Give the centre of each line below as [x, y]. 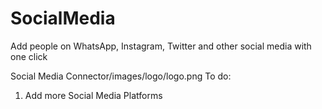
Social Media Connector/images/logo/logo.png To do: [121, 76]
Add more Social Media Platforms [93, 95]
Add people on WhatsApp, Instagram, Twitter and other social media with [161, 46]
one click [29, 56]
